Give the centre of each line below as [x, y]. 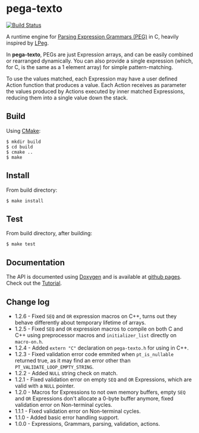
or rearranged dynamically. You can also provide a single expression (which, [99, 61]
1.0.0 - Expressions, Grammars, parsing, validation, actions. [87, 424]
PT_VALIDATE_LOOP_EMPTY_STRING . [54, 367]
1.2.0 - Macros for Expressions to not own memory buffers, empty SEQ [100, 392]
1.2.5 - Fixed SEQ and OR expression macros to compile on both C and [99, 329]
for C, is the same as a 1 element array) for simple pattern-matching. [90, 67]
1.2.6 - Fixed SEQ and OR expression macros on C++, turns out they [96, 316]
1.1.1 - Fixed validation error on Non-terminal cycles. [78, 411]
